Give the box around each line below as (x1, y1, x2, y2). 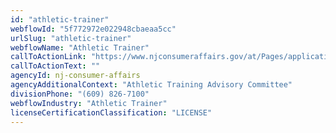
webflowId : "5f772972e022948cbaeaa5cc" (10, 24, 177, 34)
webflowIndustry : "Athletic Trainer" (10, 98, 168, 108)
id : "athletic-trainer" (10, 14, 110, 25)
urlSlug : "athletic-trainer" (10, 33, 132, 43)
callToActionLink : (10, 52, 87, 62)
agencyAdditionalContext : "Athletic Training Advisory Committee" (10, 80, 293, 90)
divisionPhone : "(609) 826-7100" (10, 89, 150, 99)
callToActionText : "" (10, 61, 101, 71)
